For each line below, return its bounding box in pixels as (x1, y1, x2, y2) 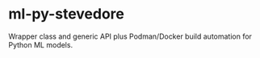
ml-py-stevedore (8, 5, 125, 23)
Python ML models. (8, 39, 73, 49)
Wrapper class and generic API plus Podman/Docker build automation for (8, 31, 253, 41)
